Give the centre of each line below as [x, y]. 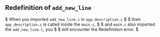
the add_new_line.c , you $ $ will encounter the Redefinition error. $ [72, 29]
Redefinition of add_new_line [48, 8]
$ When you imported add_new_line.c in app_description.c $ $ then [73, 19]
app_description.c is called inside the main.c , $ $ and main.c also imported [80, 24]
